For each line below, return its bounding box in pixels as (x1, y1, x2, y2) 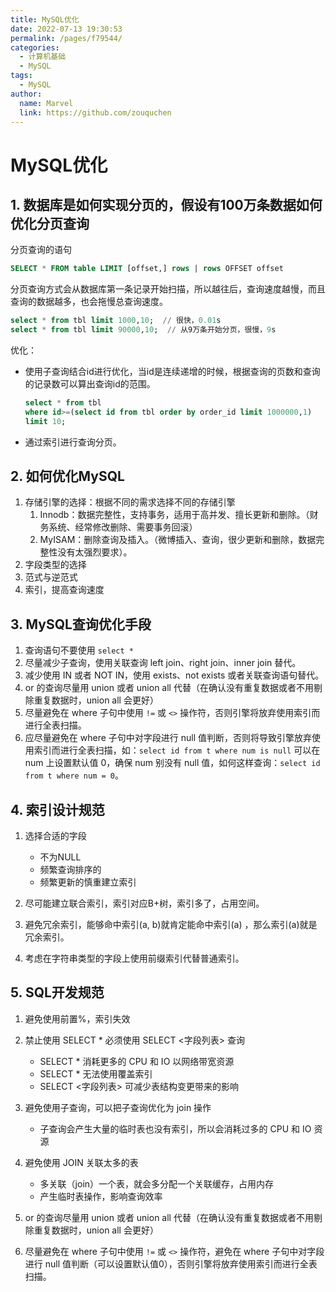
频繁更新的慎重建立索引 (39, 876, 137, 888)
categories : (10, 42, 60, 53)
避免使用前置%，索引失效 (24, 1012, 131, 1025)
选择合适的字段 (24, 830, 87, 842)
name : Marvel (19, 98, 74, 108)
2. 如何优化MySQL (10, 468, 125, 485)
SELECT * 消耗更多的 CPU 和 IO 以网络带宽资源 (39, 1055, 235, 1067)
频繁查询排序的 (39, 864, 102, 876)
